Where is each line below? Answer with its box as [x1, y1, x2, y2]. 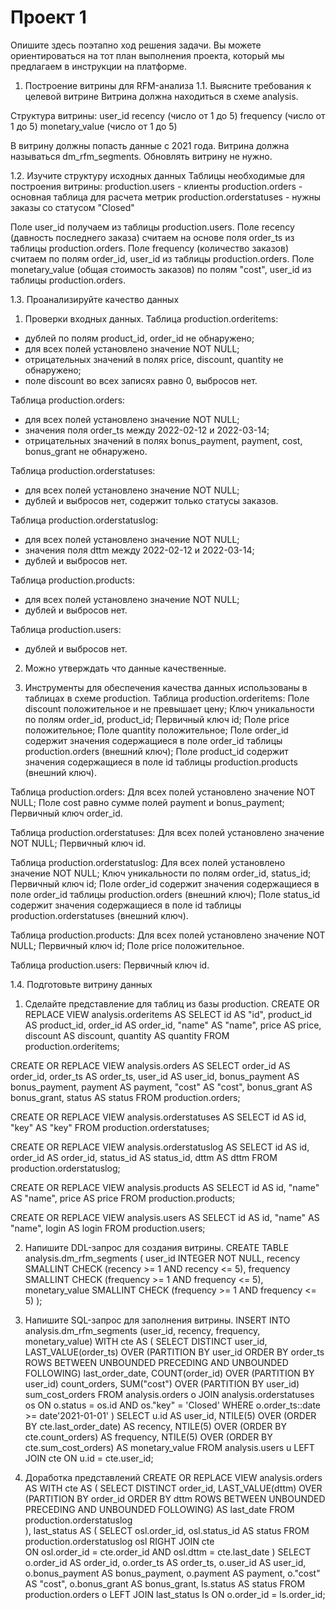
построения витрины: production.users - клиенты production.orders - [10, 180, 303, 192]
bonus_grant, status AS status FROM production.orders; [10, 1091, 241, 1103]
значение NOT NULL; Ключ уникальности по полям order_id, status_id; [10, 867, 312, 879]
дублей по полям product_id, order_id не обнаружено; [24, 332, 255, 344]
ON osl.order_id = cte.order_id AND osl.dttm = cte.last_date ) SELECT [24, 1546, 312, 1558]
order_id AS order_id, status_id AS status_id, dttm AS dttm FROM [10, 1151, 278, 1163]
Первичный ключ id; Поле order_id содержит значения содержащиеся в [10, 877, 320, 890]
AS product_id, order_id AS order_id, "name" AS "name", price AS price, [24, 1019, 322, 1031]
